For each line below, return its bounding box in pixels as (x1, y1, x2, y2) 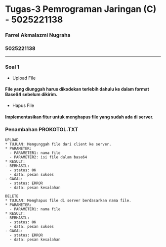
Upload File (12, 75, 36, 81)
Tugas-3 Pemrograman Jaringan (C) (5, 3, 157, 15)
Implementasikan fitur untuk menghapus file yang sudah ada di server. (5, 114, 154, 120)
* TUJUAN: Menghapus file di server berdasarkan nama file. (5, 198, 132, 203)
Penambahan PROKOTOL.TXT (5, 126, 79, 133)
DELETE (5, 194, 19, 198)
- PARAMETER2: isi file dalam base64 (9, 154, 87, 159)
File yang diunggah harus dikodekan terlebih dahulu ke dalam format (5, 86, 149, 92)
